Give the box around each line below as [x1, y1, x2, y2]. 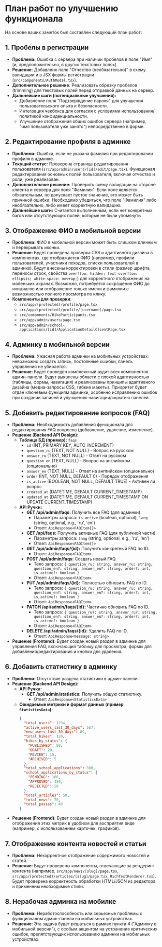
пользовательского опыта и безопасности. [19, 103, 108, 108]
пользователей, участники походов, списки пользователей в [12, 260, 139, 266]
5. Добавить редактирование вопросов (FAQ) [5, 409, 150, 417]
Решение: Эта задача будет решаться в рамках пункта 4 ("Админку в [12, 921, 157, 927]
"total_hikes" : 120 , [23, 734, 65, 739]
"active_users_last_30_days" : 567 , [23, 725, 96, 730]
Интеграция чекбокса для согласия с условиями [19, 108, 121, 114]
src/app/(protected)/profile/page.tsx [19, 302, 98, 307]
